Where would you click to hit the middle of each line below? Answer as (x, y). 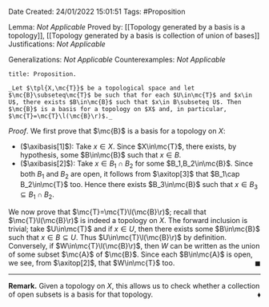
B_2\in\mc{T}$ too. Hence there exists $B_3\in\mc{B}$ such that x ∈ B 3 (139, 185)
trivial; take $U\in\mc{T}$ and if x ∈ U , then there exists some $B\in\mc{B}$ (134, 229)
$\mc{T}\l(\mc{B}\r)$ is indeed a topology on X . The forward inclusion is (128, 221)
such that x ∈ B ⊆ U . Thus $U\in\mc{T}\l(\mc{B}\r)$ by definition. (117, 237)
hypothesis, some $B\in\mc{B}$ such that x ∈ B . (100, 155)
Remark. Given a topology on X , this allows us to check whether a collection (134, 286)
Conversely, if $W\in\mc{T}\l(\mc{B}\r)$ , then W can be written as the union (134, 246)
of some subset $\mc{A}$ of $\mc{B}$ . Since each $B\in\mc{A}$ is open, (130, 254)
